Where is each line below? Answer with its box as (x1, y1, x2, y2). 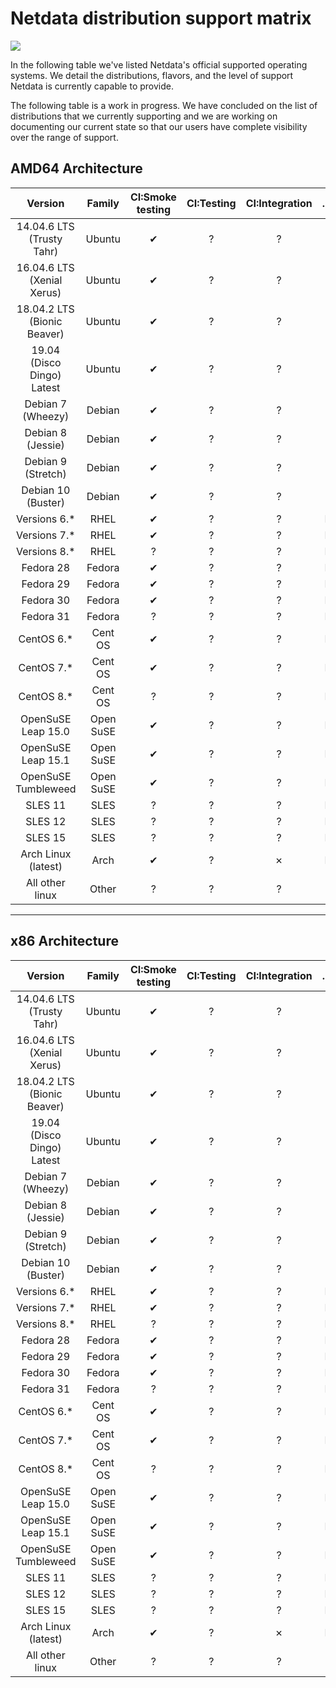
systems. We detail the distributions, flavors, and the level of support (10, 69, 294, 81)
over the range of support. (10, 131, 119, 143)
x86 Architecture (10, 933, 119, 950)
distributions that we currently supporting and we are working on (10, 110, 278, 122)
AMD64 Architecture (10, 160, 143, 177)
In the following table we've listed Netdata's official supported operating (10, 58, 308, 71)
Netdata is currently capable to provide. (10, 80, 174, 92)
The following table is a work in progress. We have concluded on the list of (10, 99, 318, 111)
